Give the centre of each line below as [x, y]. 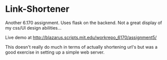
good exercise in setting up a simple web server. [55, 52]
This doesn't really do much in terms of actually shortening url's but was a [82, 47]
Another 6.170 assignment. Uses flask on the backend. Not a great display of [84, 23]
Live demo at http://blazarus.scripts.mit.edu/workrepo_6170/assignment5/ [81, 37]
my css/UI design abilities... [33, 28]
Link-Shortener [37, 9]
